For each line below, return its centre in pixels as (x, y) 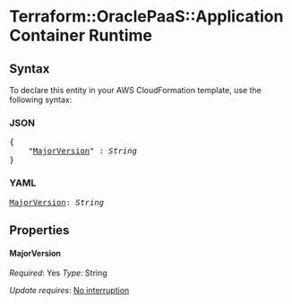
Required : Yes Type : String (58, 273)
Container (47, 35)
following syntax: (41, 100)
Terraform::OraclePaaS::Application (146, 17)
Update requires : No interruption (69, 291)
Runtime (120, 35)
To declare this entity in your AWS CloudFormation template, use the (135, 90)
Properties (39, 230)
